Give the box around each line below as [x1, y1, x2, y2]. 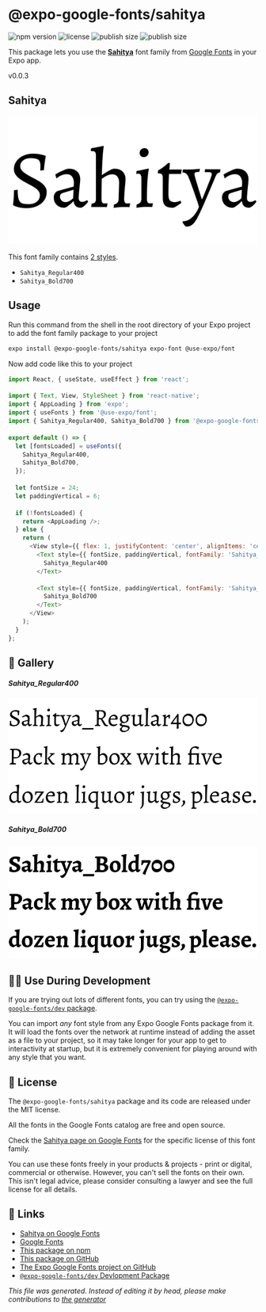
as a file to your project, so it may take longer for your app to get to [8, 1035, 227, 1045]
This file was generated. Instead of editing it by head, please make [8, 1286, 227, 1295]
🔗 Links [8, 1207, 45, 1221]
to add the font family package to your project [8, 328, 158, 338]
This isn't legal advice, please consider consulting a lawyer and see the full [8, 1177, 253, 1185]
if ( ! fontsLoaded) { [15, 509, 83, 517]
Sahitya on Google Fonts [19, 1228, 101, 1238]
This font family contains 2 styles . [8, 252, 119, 261]
